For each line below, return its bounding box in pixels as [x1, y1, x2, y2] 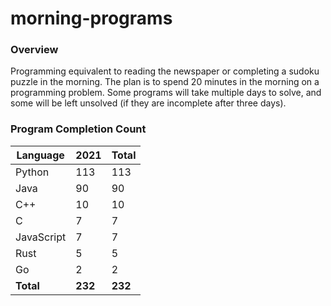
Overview [10, 43, 59, 57]
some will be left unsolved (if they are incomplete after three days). [10, 97, 287, 109]
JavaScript [15, 230, 67, 244]
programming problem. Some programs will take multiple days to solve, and [10, 87, 322, 99]
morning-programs [10, 7, 173, 30]
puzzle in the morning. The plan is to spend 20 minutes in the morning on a [10, 76, 320, 88]
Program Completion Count [10, 122, 147, 136]
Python [15, 165, 50, 179]
